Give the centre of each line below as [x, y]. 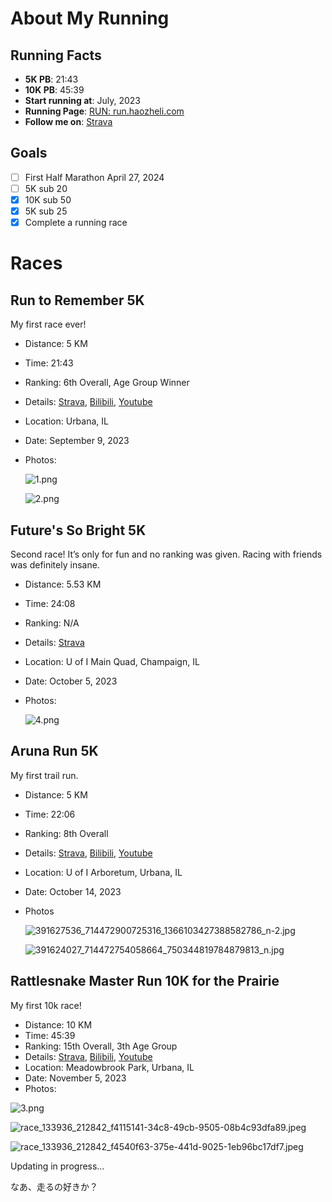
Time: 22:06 [50, 814]
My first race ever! [48, 324]
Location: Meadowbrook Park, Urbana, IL [109, 1067]
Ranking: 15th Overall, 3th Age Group [101, 1046]
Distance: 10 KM [58, 1024]
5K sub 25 [46, 211]
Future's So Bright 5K [78, 530]
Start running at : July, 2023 [82, 100]
